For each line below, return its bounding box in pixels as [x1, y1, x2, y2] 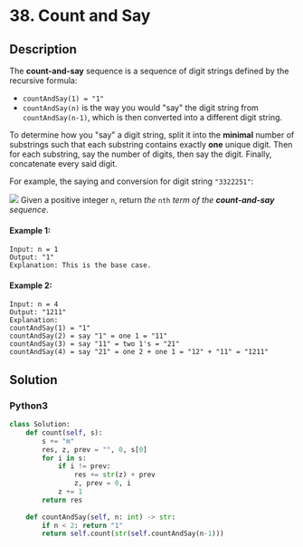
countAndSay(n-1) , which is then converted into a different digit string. [22, 112, 283, 122]
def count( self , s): [25, 427, 103, 437]
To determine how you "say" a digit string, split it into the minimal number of [9, 130, 295, 140]
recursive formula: [9, 75, 78, 86]
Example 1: [9, 225, 52, 235]
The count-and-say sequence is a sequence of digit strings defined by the [9, 65, 289, 76]
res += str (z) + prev [73, 470, 156, 480]
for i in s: [42, 454, 88, 463]
